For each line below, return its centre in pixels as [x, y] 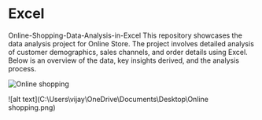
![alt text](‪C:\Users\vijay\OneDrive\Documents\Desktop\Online [108, 99]
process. [22, 68]
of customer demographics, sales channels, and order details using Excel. [128, 52]
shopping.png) [32, 107]
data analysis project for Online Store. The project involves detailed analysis [131, 43]
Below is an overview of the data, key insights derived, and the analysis [124, 60]
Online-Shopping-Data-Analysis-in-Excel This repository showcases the [125, 35]
